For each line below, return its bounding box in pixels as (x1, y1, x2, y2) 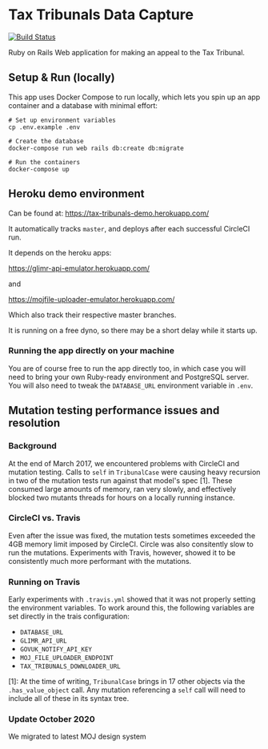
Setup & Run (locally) (8, 70, 116, 85)
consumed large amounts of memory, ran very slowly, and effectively (8, 484, 237, 493)
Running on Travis (8, 576, 81, 587)
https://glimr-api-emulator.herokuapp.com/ (8, 263, 150, 273)
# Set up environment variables (8, 116, 116, 124)
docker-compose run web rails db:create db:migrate (8, 144, 184, 152)
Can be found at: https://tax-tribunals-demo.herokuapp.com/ (8, 208, 210, 218)
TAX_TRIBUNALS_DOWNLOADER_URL (19, 662, 122, 670)
